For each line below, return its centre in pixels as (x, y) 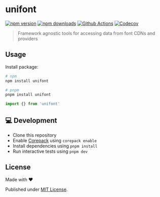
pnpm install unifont (28, 95)
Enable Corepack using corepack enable (55, 140)
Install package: (22, 67)
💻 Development (31, 120)
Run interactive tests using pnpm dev (50, 151)
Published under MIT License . (37, 189)
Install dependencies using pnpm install (55, 146)
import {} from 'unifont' (33, 104)
